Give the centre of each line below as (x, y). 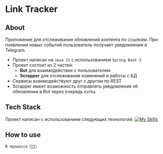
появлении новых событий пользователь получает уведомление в (76, 45)
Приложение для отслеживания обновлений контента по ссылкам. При (81, 39)
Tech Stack (23, 107)
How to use (23, 135)
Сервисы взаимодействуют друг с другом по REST (67, 81)
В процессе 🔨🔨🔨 (21, 146)
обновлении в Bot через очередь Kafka (54, 91)
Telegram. (15, 50)
